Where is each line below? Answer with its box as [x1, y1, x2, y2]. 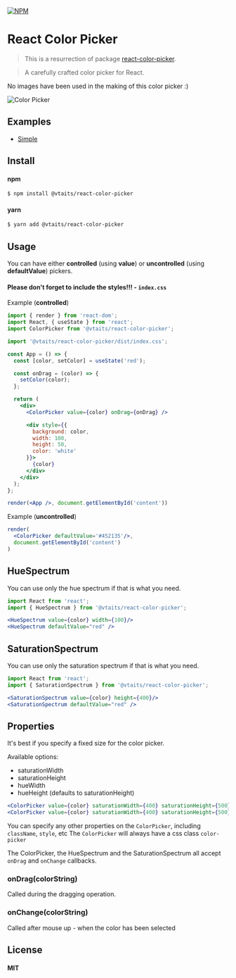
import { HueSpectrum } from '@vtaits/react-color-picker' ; [7, 604, 188, 611]
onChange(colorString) [7, 908, 88, 917]
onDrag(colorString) [7, 874, 78, 884]
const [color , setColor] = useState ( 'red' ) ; [13, 357, 146, 364]
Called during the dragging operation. [7, 890, 116, 898]
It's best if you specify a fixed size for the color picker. [7, 739, 165, 748]
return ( [13, 396, 39, 403]
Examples [7, 116, 51, 128]
